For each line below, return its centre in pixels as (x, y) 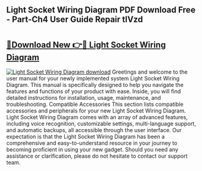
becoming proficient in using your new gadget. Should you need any (92, 149)
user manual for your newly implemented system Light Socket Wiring (93, 78)
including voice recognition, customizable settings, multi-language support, (101, 124)
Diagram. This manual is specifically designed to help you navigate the (95, 85)
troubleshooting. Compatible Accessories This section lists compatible (95, 104)
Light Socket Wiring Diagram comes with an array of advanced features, (97, 117)
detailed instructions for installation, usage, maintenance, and (84, 98)
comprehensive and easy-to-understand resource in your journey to (92, 143)
